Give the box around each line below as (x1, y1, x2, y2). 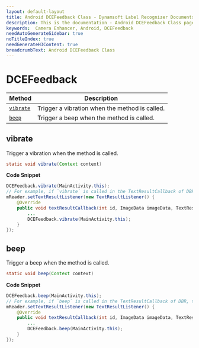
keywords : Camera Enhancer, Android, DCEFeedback (6, 25, 134, 31)
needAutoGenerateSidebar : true (6, 31, 84, 37)
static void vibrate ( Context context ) (6, 161, 102, 167)
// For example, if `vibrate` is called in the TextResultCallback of (6, 189, 184, 195)
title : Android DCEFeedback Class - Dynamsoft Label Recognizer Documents (6, 14, 195, 20)
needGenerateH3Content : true (6, 42, 78, 48)
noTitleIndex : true (6, 36, 54, 42)
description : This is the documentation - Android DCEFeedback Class (6, 20, 182, 25)
